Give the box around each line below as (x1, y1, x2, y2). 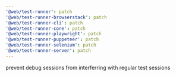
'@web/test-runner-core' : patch (5, 25, 86, 32)
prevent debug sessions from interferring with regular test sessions (5, 64, 171, 71)
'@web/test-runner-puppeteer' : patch (5, 36, 99, 42)
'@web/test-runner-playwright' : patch (5, 31, 102, 37)
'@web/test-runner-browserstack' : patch (5, 14, 108, 20)
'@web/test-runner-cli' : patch (5, 20, 83, 26)
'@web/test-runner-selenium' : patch (5, 42, 96, 48)
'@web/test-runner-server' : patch (5, 48, 92, 54)
